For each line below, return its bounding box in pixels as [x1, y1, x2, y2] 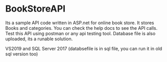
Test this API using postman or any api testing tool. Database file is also [5, 30, 156, 36]
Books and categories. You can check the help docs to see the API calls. [5, 25, 158, 31]
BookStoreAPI [5, 3, 65, 15]
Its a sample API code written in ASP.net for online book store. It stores [5, 20, 154, 26]
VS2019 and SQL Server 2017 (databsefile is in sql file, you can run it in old [5, 45, 162, 51]
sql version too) [5, 51, 38, 57]
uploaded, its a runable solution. [5, 36, 73, 42]
